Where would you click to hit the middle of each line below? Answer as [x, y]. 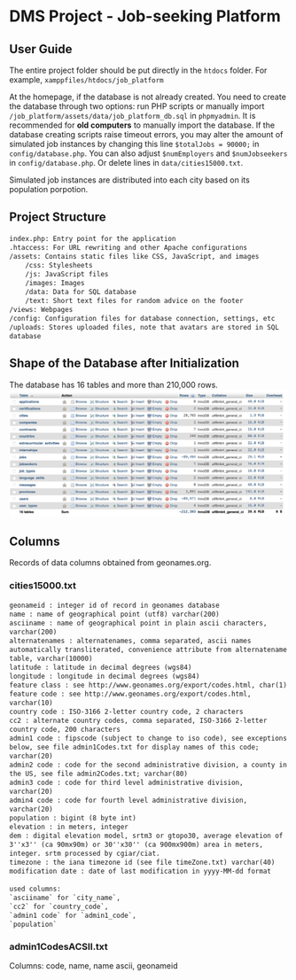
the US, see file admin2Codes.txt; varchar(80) [99, 774]
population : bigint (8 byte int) [73, 818]
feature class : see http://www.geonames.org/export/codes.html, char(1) [148, 685]
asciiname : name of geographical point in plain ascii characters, [138, 623]
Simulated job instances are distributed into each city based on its [129, 180]
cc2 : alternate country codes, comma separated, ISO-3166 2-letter [138, 720]
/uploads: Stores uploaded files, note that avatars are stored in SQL [144, 327]
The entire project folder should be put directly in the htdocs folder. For [138, 70]
